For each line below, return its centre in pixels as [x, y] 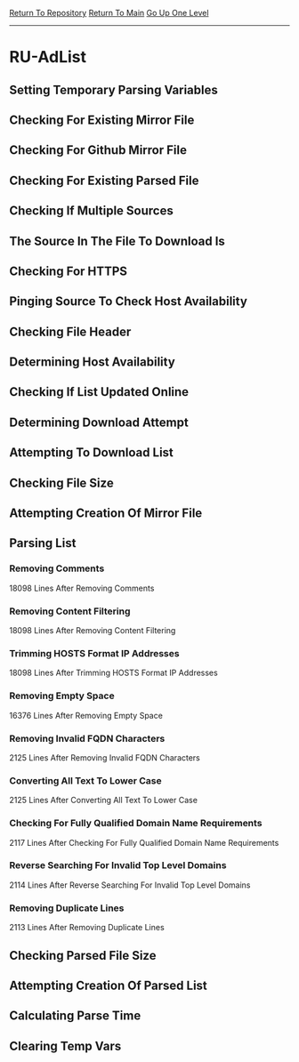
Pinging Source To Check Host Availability [128, 302]
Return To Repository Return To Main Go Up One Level [109, 13]
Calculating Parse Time [75, 1016]
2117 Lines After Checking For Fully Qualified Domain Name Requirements [144, 842]
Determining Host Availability [92, 362]
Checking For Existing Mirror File [102, 120]
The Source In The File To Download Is [117, 241]
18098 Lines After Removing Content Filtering [93, 631]
